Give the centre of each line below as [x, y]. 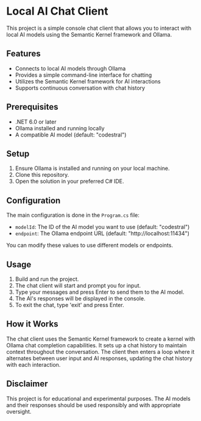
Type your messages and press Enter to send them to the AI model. [100, 292]
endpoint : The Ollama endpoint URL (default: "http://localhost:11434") [102, 233]
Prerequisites [32, 107]
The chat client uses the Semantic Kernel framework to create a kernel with [101, 339]
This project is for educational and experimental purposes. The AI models [98, 398]
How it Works [32, 324]
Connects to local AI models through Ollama [70, 68]
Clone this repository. [42, 175]
